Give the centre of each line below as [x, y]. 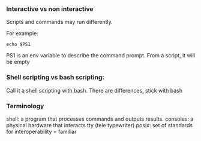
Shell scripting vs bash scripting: [55, 78]
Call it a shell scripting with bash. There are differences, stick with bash [94, 90]
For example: [22, 33]
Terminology [25, 106]
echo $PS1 [19, 45]
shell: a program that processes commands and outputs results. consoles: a [100, 119]
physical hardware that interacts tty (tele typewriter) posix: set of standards [100, 125]
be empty [18, 62]
